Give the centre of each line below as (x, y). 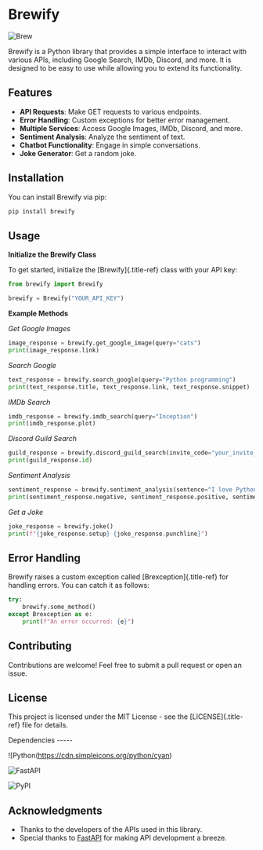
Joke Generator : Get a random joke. (78, 153)
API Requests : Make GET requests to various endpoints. (110, 111)
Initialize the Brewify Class (52, 255)
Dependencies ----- (40, 740)
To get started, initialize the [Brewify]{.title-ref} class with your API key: (122, 270)
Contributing (40, 646)
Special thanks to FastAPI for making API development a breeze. (123, 838)
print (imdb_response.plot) (52, 424)
